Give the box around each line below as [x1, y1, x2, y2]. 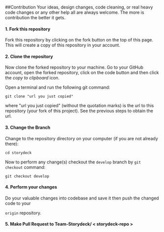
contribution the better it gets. [5, 15, 66, 20]
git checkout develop [5, 174, 50, 179]
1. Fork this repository [5, 26, 51, 32]
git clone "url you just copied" [5, 94, 74, 99]
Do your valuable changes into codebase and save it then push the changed [5, 195, 159, 201]
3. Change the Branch [5, 124, 51, 130]
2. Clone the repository [5, 53, 53, 59]
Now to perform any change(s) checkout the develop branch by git [5, 159, 141, 165]
